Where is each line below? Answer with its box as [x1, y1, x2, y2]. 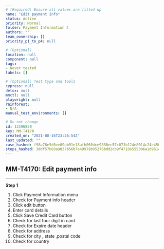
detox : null [5, 88, 30, 93]
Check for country [12, 238, 50, 244]
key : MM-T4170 [5, 129, 35, 134]
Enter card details [12, 207, 48, 213]
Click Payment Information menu [12, 192, 78, 197]
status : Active [5, 16, 36, 21]
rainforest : [5, 102, 30, 107]
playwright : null [5, 97, 41, 102]
